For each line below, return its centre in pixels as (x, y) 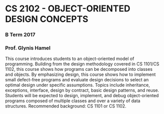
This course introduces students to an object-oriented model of (70, 59)
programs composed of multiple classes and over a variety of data (73, 101)
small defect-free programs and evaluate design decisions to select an (77, 80)
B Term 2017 (20, 35)
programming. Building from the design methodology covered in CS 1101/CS (82, 64)
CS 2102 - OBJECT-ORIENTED (68, 9)
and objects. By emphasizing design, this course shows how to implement (81, 74)
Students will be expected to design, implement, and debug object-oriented (82, 96)
